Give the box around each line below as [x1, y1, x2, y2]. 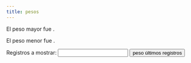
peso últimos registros [132, 49, 183, 56]
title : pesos [6, 8, 39, 15]
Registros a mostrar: [6, 49, 57, 56]
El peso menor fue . [6, 37, 56, 44]
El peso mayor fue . [6, 25, 55, 32]
